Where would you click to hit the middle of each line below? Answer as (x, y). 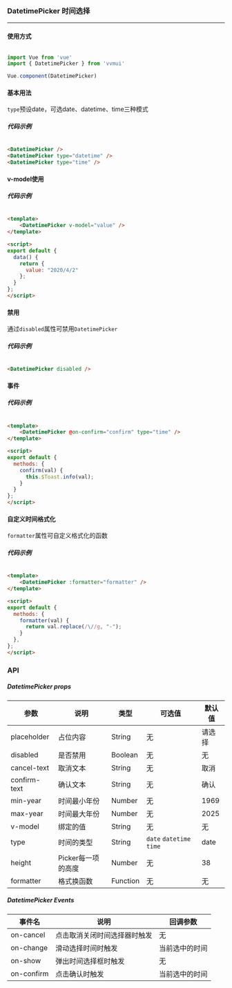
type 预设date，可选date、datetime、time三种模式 (78, 109)
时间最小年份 (79, 801)
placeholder (30, 737)
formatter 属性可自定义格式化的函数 (58, 536)
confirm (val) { (41, 470)
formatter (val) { (45, 620)
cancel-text (30, 768)
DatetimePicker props (39, 687)
